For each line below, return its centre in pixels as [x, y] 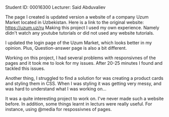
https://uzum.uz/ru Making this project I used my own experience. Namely [82, 28]
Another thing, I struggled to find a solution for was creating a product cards [84, 78]
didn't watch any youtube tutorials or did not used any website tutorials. [80, 33]
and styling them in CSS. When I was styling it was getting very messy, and [83, 83]
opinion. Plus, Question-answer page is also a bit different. [66, 48]
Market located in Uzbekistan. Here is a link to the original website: [75, 22]
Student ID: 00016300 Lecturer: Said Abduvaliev [55, 7]
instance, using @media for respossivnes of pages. [59, 109]
